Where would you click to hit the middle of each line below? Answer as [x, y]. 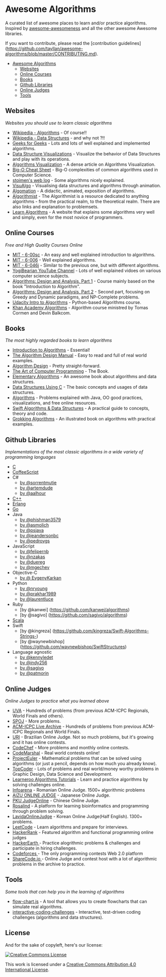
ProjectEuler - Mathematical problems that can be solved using [77, 758]
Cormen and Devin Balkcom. [41, 313]
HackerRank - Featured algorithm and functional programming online [83, 832]
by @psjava [32, 530]
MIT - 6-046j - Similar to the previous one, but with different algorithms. [86, 265]
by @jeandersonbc [39, 536]
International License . [27, 970]
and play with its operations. [41, 159]
